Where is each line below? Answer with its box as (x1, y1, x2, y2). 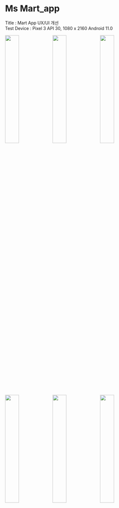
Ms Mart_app (5, 3, 60, 14)
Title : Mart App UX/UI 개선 (5, 20, 59, 26)
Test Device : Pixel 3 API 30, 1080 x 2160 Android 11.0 (5, 25, 113, 31)
